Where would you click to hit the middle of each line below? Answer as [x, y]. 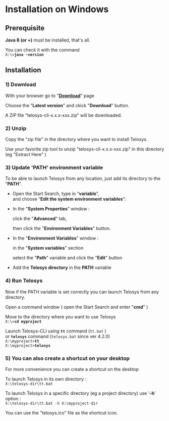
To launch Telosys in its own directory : [46, 379]
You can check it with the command [42, 50]
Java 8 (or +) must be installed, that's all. [48, 40]
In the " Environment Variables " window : [55, 238]
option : [13, 398]
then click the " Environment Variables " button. [62, 228]
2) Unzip [16, 128]
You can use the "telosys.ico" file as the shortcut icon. [62, 412]
